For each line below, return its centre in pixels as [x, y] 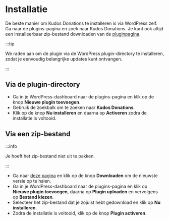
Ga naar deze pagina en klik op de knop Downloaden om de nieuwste [85, 176]
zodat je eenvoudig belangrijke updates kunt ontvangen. [64, 59]
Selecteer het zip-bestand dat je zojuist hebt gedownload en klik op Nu [87, 202]
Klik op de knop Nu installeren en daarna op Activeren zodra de [80, 113]
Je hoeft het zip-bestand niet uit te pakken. [50, 156]
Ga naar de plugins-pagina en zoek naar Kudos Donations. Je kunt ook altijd [84, 28]
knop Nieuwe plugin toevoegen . [46, 102]
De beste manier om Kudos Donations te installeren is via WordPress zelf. [81, 23]
